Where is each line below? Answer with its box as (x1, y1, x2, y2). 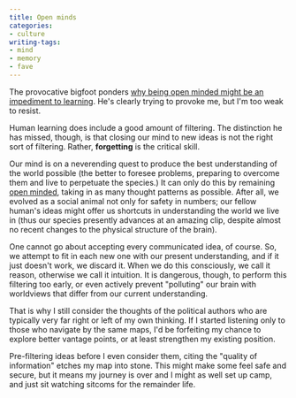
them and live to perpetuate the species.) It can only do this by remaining (9, 177, 276, 188)
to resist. (9, 105, 42, 116)
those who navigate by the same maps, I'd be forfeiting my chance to (9, 324, 262, 334)
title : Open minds (9, 12, 77, 22)
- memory (9, 54, 42, 63)
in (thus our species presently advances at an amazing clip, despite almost (9, 214, 281, 226)
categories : (9, 21, 53, 30)
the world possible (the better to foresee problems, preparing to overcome (9, 167, 280, 178)
